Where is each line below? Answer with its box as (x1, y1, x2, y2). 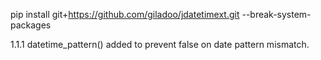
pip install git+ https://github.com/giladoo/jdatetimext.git (10, 9, 240, 20)
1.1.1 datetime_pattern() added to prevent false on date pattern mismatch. (10, 39, 310, 50)
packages (10, 19, 52, 31)
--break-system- (241, 9, 312, 20)
